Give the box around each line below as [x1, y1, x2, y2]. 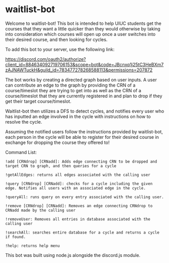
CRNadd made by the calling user [5, 208, 76, 213]
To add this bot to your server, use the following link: [5, 46, 115, 52]
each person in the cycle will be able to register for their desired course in [5, 134, 159, 140]
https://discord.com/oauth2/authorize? [5, 56, 86, 62]
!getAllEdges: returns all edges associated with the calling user [5, 172, 151, 177]
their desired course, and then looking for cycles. [5, 36, 108, 43]
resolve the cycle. [5, 119, 42, 125]
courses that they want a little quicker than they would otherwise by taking [5, 25, 160, 31]
